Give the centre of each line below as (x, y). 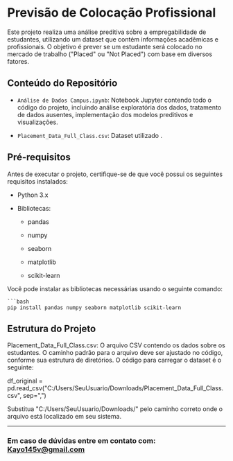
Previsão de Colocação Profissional (112, 13)
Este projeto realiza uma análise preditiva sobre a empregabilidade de (107, 32)
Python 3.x (33, 195)
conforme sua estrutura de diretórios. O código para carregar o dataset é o (114, 360)
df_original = (25, 381)
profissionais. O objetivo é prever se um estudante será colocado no (105, 46)
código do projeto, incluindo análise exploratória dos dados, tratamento (119, 107)
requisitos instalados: (37, 181)
